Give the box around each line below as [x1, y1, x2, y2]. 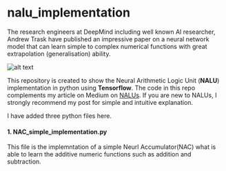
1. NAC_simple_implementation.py [7, 128, 107, 136]
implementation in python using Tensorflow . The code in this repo [7, 83, 196, 92]
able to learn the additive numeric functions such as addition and [7, 150, 192, 159]
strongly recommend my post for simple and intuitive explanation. [7, 98, 194, 106]
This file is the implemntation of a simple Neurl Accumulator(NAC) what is [7, 143, 216, 151]
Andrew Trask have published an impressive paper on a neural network [7, 34, 209, 43]
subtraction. [7, 157, 41, 166]
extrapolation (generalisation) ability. [7, 50, 111, 58]
